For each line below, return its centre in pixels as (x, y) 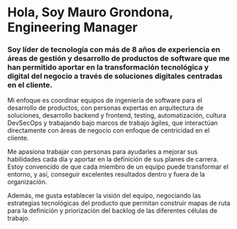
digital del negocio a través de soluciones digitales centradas (115, 77)
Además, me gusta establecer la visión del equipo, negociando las (104, 196)
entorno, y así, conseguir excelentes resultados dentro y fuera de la (106, 174)
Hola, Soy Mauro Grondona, (90, 12)
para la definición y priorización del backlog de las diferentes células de (112, 211)
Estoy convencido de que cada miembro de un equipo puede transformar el (118, 167)
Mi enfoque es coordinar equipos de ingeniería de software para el (105, 101)
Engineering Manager (73, 27)
